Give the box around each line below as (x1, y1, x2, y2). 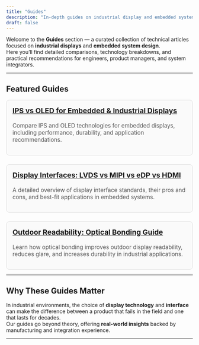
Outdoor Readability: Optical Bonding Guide (12, 227, 163, 237)
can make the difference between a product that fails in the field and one (6, 308, 184, 315)
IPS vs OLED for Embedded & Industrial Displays (12, 106, 178, 116)
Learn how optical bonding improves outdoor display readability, (12, 244, 183, 251)
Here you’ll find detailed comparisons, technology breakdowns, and (6, 49, 172, 56)
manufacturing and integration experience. (6, 327, 111, 334)
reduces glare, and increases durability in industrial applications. (12, 250, 184, 258)
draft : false (6, 20, 38, 25)
